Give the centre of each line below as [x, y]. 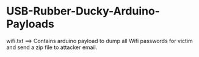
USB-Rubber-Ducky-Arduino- [83, 11]
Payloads [31, 24]
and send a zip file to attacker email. [52, 47]
